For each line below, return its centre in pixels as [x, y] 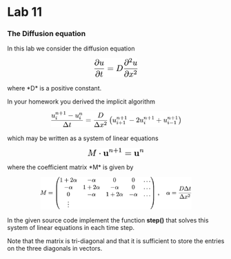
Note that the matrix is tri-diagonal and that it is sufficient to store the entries [116, 241]
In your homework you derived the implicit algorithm [81, 102]
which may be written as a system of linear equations [83, 138]
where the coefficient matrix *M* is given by [70, 167]
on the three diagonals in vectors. [55, 249]
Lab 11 [25, 12]
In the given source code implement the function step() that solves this [108, 220]
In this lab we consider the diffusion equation [71, 48]
